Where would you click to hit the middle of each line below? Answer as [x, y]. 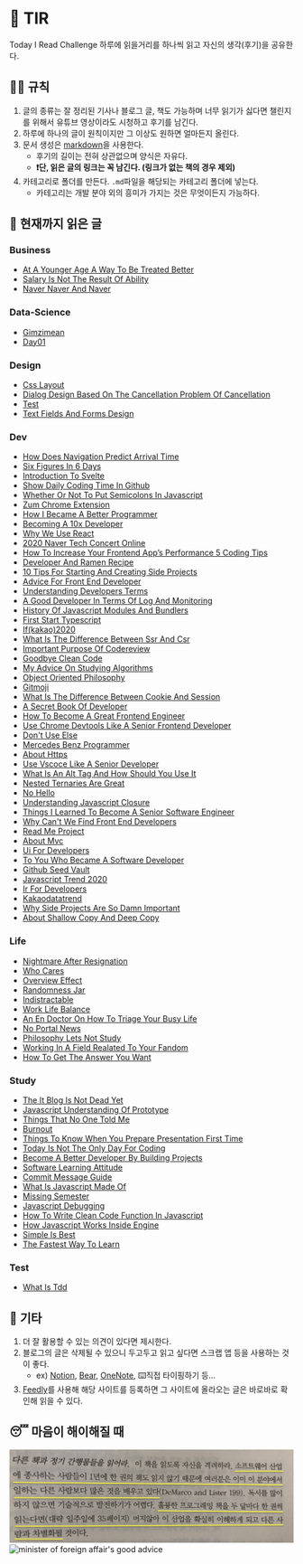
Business [30, 250]
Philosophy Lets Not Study [72, 1038]
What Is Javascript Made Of [74, 1186]
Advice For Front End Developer [82, 581]
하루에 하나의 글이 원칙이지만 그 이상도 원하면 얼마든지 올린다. [131, 133]
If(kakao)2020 [49, 630]
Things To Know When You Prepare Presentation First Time [133, 1138]
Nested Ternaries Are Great [73, 783]
